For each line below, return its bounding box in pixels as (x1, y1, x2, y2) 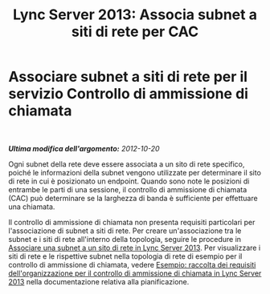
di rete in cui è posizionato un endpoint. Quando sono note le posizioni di (8, 176, 250, 186)
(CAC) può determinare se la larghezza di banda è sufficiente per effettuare (8, 193, 259, 203)
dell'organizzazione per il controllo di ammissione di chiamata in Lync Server (8, 268, 262, 278)
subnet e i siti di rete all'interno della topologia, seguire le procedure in (8, 234, 242, 244)
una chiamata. (8, 202, 55, 211)
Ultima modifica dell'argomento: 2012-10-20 (8, 143, 160, 153)
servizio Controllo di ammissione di (8, 85, 249, 103)
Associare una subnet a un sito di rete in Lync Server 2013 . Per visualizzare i (8, 243, 261, 252)
